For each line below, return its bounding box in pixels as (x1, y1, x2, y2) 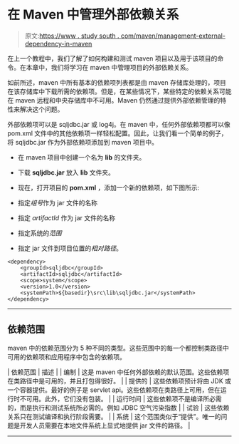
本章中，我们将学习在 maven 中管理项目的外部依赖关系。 (26, 63, 193, 71)
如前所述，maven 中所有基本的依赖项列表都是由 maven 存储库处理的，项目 (7, 78, 226, 86)
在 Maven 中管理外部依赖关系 (7, 6, 179, 23)
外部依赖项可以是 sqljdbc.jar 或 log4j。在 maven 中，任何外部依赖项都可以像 (7, 120, 230, 128)
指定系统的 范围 (17, 229, 62, 237)
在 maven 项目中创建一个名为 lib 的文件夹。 (17, 153, 146, 161)
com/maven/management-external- (120, 31, 226, 40)
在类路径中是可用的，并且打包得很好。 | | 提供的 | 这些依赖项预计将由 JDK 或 (7, 376, 232, 385)
